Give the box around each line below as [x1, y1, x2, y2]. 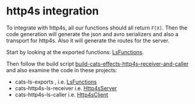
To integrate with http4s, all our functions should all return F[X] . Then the [6, 24, 188, 31]
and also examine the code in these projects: [6, 66, 117, 73]
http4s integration [6, 4, 99, 18]
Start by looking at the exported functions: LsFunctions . [6, 48, 144, 55]
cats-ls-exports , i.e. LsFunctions [14, 78, 97, 85]
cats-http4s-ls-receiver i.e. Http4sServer [14, 84, 117, 91]
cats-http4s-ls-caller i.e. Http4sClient [14, 91, 108, 98]
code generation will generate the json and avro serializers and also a [6, 30, 179, 37]
